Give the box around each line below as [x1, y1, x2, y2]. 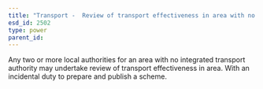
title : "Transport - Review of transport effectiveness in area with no [8, 11, 256, 20]
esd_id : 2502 [8, 19, 51, 27]
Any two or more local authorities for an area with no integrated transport [8, 55, 246, 65]
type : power [8, 26, 47, 34]
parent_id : [8, 33, 44, 42]
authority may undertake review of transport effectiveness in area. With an [8, 64, 250, 73]
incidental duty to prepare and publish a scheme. [8, 72, 168, 81]
